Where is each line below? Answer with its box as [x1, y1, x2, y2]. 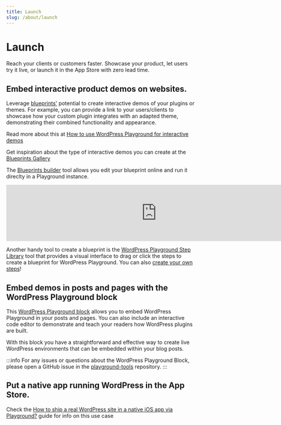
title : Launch [6, 8, 42, 15]
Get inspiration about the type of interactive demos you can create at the [6, 148, 186, 156]
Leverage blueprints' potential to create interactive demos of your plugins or [6, 100, 195, 107]
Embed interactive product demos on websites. [6, 83, 187, 94]
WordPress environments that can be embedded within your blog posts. [6, 345, 184, 352]
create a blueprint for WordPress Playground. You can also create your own [6, 259, 193, 266]
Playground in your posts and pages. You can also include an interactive [6, 315, 185, 322]
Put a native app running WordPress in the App [6, 381, 185, 391]
